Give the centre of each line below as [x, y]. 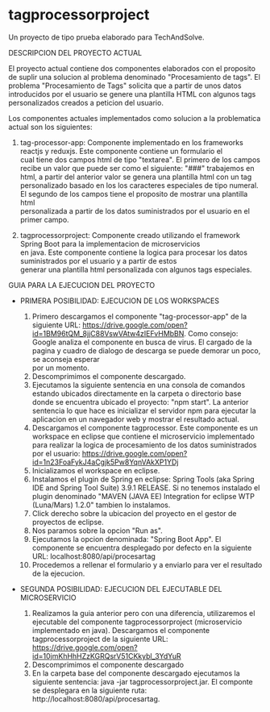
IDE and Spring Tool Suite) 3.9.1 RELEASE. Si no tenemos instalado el [146, 487]
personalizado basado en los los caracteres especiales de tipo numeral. [139, 185]
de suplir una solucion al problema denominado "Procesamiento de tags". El [134, 77]
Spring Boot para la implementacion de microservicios [110, 244]
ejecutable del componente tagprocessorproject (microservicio [137, 622]
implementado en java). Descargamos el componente [121, 630]
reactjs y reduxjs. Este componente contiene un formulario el [121, 151]
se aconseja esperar [66, 359]
